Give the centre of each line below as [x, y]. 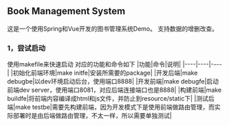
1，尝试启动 [26, 48]
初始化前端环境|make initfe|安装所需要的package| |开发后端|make [105, 73]
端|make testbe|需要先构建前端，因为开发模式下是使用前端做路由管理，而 [111, 107]
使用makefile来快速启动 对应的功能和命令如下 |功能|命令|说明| [94, 64]
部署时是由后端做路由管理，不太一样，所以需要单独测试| [92, 116]
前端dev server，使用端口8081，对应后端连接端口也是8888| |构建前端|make [115, 90]
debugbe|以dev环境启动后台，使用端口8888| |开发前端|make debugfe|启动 [113, 81]
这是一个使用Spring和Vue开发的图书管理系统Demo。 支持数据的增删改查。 [113, 28]
